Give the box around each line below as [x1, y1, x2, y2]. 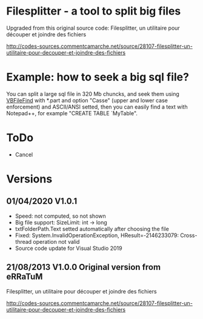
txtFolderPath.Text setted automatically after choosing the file [15, 225, 170, 232]
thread [15, 238, 32, 245]
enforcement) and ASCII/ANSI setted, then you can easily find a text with [6, 103, 188, 110]
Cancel [15, 150, 33, 158]
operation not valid [33, 238, 80, 245]
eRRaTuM [6, 272, 43, 282]
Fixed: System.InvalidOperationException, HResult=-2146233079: [15, 232, 179, 239]
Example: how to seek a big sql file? [6, 70, 190, 84]
